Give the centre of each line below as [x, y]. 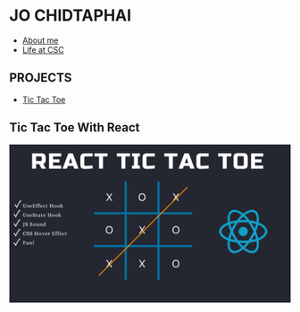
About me [40, 40]
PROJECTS [41, 78]
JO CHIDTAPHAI [71, 16]
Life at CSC [43, 49]
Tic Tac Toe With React [75, 127]
